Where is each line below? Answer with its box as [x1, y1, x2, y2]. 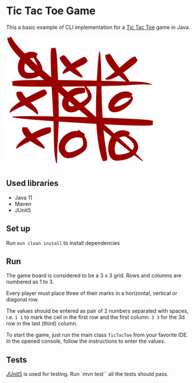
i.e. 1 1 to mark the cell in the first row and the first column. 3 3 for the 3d [6, 314, 185, 321]
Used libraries [6, 178, 59, 188]
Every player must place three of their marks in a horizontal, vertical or [6, 290, 178, 297]
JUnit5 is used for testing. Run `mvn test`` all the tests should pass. [6, 371, 169, 378]
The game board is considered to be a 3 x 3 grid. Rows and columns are [6, 272, 182, 279]
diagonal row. [6, 296, 39, 303]
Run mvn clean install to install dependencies [6, 239, 120, 246]
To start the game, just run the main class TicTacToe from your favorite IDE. [6, 332, 188, 339]
